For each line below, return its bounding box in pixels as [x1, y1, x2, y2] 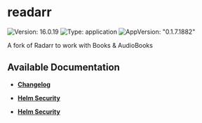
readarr [7, 4, 52, 20]
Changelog [17, 80, 51, 89]
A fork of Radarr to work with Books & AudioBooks [7, 41, 153, 49]
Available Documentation [7, 61, 121, 74]
